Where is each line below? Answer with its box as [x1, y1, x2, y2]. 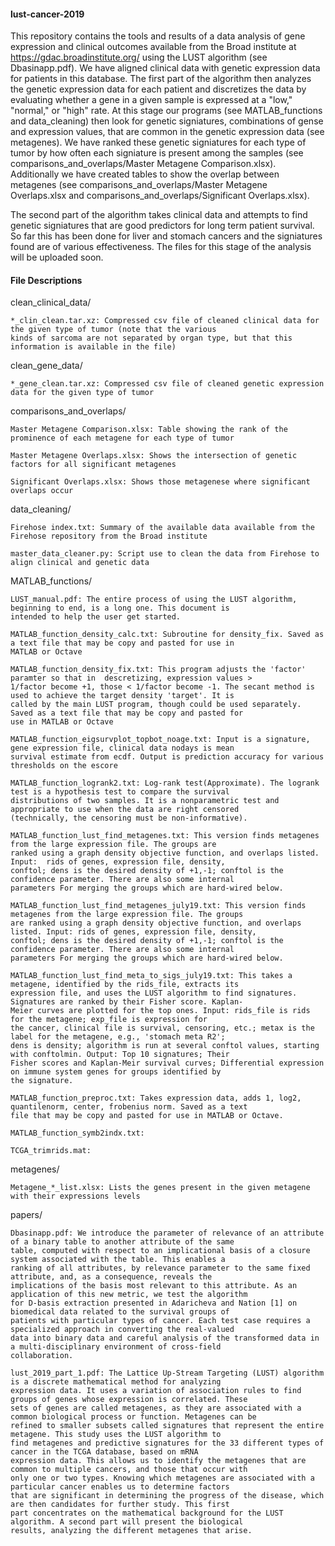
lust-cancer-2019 [10, 8, 85, 20]
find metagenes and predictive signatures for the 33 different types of [10, 1438, 325, 1449]
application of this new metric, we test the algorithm [10, 1290, 248, 1300]
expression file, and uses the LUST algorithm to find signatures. [10, 988, 298, 999]
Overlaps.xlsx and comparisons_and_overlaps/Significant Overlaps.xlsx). [10, 190, 310, 202]
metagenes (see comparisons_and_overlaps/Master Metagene [10, 179, 268, 191]
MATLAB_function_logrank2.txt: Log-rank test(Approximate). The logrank [10, 778, 320, 789]
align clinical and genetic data [10, 558, 150, 568]
